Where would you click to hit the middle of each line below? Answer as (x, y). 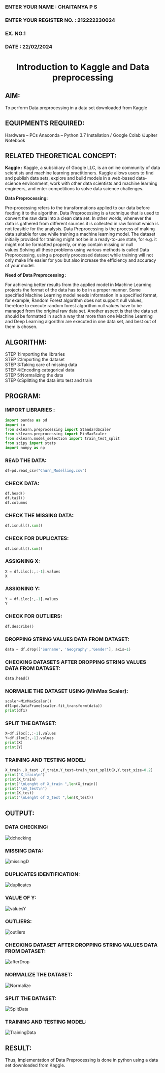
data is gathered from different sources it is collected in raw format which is (82, 224)
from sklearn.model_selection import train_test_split (63, 439)
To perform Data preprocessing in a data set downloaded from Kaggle (76, 108)
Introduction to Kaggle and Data (83, 67)
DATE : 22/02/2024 (29, 46)
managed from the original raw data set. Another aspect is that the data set (81, 311)
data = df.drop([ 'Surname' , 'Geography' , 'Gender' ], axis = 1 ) (68, 649)
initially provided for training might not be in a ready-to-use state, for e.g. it (81, 239)
